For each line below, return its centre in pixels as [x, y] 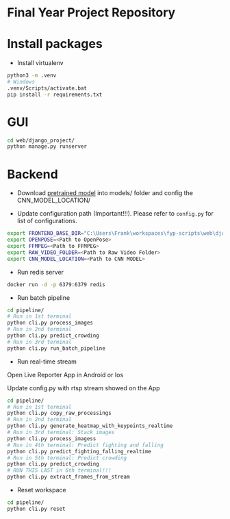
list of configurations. [47, 221]
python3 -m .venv [32, 76]
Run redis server [40, 272]
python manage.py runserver [47, 147]
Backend [33, 174]
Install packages [55, 44]
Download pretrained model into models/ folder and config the [105, 193]
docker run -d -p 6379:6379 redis [56, 284]
